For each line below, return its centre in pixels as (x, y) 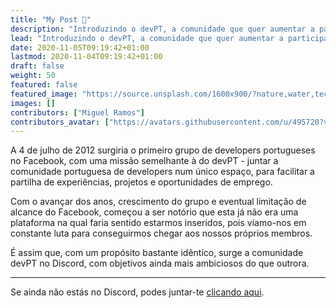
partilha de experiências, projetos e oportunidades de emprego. (141, 182)
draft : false (37, 66)
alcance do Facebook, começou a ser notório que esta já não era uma (154, 212)
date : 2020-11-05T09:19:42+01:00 (80, 47)
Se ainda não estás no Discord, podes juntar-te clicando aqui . (137, 292)
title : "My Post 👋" (51, 19)
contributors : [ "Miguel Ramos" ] (77, 112)
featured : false (44, 85)
